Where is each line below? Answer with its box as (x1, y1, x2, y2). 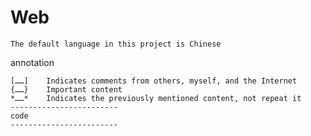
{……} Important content (10, 84, 123, 95)
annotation (10, 56, 55, 68)
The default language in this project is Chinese (10, 39, 222, 49)
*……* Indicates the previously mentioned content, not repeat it (10, 93, 302, 103)
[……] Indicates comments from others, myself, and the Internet (10, 76, 298, 86)
